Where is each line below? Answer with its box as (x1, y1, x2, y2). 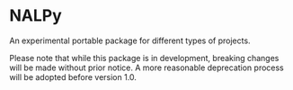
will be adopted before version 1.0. (9, 71, 138, 82)
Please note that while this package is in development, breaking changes (9, 52, 280, 63)
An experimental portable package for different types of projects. (9, 35, 251, 46)
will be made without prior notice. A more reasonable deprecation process (9, 62, 285, 73)
